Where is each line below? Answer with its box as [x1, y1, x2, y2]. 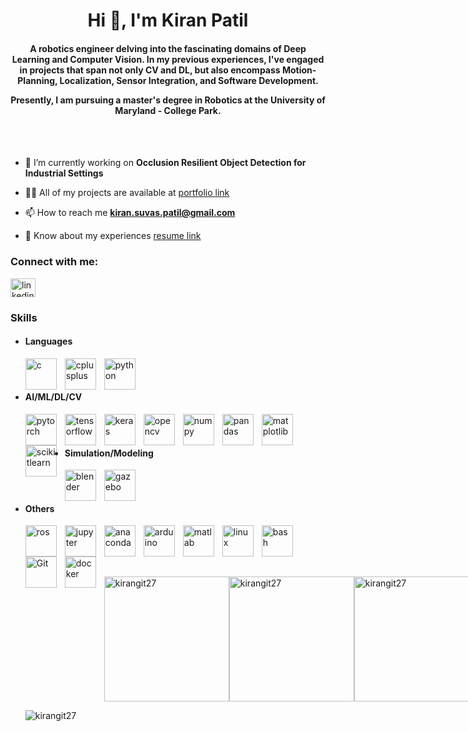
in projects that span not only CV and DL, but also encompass [19, 64, 281, 76]
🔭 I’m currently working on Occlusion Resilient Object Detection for [24, 157, 307, 169]
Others [24, 502, 55, 514]
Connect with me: [10, 255, 99, 269]
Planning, [17, 74, 58, 86]
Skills [10, 310, 38, 324]
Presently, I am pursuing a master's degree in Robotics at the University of [10, 94, 326, 106]
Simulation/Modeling [64, 447, 154, 459]
